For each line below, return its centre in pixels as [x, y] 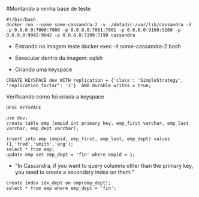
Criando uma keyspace [43, 69]
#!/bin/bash [21, 20]
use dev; [17, 118]
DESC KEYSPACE [24, 107]
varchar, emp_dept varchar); [43, 128]
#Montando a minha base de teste [49, 9]
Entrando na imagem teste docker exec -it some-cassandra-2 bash [98, 46]
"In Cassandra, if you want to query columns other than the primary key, [104, 166]
